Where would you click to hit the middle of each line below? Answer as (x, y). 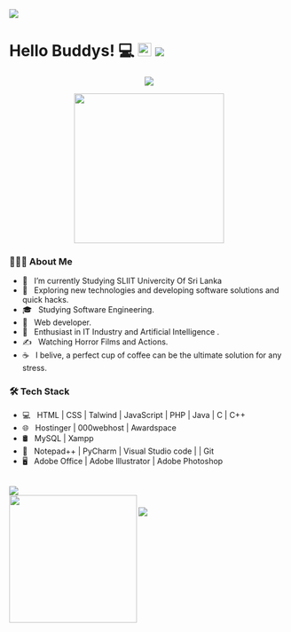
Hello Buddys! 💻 (72, 51)
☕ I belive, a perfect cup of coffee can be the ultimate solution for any (152, 355)
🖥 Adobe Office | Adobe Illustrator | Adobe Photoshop (122, 461)
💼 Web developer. (56, 322)
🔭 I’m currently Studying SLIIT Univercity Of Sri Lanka (122, 281)
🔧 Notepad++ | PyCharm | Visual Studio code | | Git (118, 451)
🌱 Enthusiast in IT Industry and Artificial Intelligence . (121, 332)
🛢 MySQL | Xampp (58, 438)
